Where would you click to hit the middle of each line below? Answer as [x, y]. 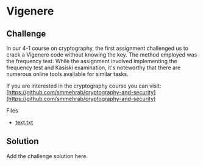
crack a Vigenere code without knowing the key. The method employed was [102, 55]
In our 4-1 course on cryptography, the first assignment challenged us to [98, 48]
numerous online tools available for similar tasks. [68, 74]
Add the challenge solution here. [47, 156]
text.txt [24, 122]
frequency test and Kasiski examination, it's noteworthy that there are [94, 67]
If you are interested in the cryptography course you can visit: [84, 86]
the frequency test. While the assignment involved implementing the [92, 61]
